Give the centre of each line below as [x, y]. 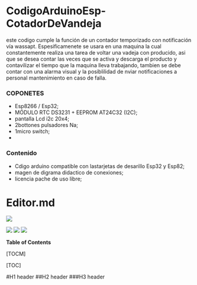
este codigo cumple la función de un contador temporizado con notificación [99, 40]
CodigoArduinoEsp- [56, 11]
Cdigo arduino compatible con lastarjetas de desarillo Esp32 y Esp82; [100, 166]
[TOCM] [16, 254]
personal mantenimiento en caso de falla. [56, 78]
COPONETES [25, 93]
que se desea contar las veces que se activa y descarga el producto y [92, 59]
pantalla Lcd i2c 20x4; [42, 119]
